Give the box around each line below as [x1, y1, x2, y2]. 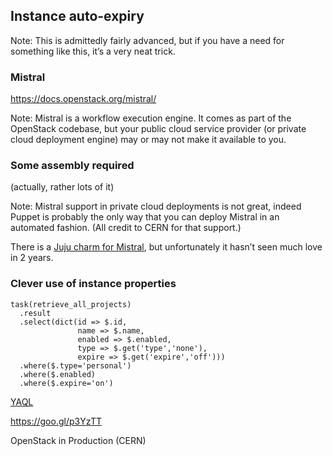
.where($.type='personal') [19, 360, 132, 371]
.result [19, 308, 52, 318]
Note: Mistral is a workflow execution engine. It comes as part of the [10, 112, 292, 124]
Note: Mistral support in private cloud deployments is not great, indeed [10, 200, 302, 213]
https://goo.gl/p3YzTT [10, 415, 103, 427]
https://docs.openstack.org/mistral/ [10, 93, 157, 105]
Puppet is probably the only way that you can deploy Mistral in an [10, 211, 280, 223]
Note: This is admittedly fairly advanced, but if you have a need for [10, 34, 285, 46]
